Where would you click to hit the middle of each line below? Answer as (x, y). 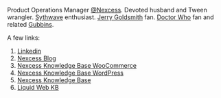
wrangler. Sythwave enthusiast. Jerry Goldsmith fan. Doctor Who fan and (110, 17)
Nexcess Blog (36, 58)
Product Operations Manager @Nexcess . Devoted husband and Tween (107, 10)
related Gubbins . (31, 24)
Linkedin (29, 51)
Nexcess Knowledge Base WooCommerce (77, 65)
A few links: (23, 38)
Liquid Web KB (38, 87)
